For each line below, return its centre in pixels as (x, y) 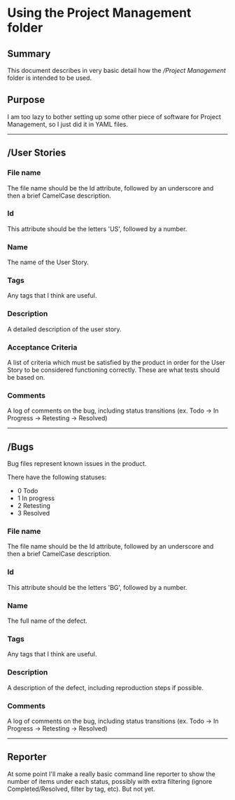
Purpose (26, 100)
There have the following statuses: (57, 477)
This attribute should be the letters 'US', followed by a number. (97, 228)
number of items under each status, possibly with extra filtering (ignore (110, 781)
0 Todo (28, 491)
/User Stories (37, 153)
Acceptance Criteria (42, 347)
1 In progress (36, 498)
